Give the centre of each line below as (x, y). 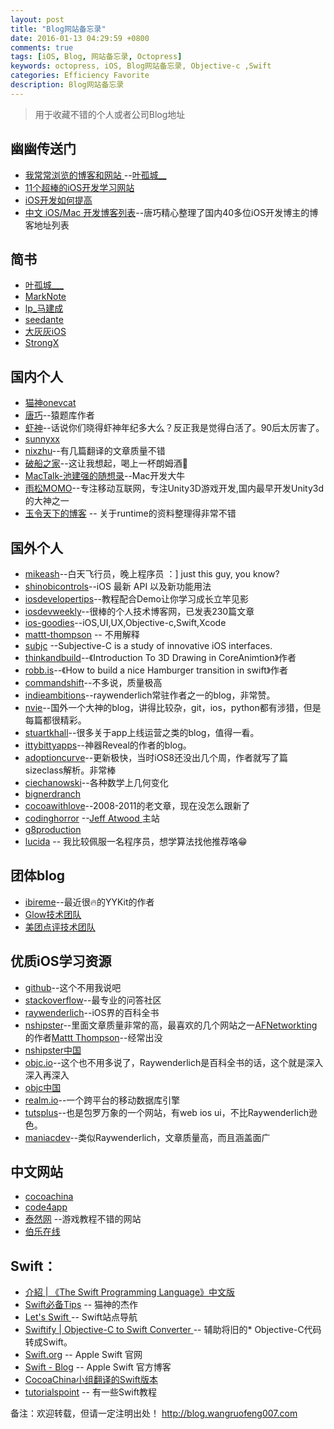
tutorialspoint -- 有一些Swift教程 (91, 1392)
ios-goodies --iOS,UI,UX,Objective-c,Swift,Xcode (125, 622)
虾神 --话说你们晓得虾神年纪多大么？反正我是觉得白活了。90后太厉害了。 (174, 428)
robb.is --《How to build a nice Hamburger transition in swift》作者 (156, 670)
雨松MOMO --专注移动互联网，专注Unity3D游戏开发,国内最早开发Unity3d (174, 488)
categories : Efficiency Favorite (80, 76)
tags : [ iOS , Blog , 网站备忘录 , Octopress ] (96, 57)
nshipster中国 (53, 1050)
